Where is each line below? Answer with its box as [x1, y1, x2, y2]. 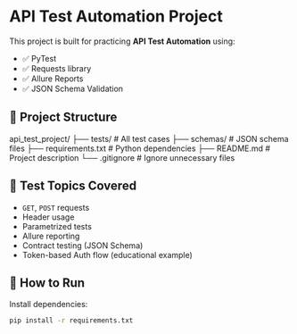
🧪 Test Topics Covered [9, 179, 136, 194]
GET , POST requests [21, 202, 90, 213]
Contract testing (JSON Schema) [21, 239, 144, 251]
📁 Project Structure [9, 110, 118, 125]
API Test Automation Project [9, 6, 223, 27]
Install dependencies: [9, 299, 88, 310]
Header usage [21, 212, 75, 222]
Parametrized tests [21, 221, 92, 231]
